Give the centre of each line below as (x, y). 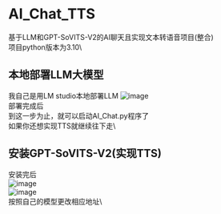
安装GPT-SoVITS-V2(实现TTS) (85, 153)
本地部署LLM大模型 (56, 75)
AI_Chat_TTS (52, 14)
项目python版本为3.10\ (45, 47)
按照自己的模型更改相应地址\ (55, 201)
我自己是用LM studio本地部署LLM (63, 95)
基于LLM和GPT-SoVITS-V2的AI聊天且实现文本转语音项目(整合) (111, 37)
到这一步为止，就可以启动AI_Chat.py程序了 (79, 115)
